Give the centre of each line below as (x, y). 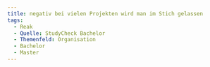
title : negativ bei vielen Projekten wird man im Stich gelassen (105, 14)
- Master (26, 53)
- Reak (23, 27)
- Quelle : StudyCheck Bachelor (60, 33)
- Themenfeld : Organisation (55, 40)
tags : (15, 20)
